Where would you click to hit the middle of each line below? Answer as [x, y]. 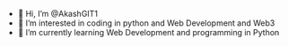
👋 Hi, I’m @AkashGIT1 [58, 14]
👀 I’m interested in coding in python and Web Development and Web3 [146, 23]
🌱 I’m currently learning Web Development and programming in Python [148, 32]
